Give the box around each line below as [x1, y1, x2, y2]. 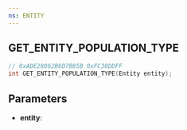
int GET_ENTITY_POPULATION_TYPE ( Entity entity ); [8, 69, 173, 78]
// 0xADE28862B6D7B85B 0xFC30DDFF [8, 62, 123, 70]
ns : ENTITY [8, 11, 45, 20]
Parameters [8, 92, 68, 105]
